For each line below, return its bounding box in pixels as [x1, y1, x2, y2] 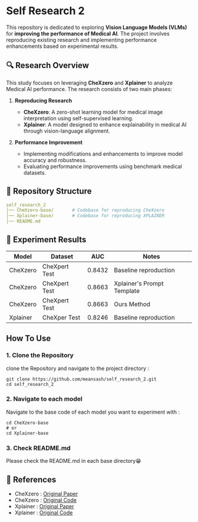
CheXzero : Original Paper [14, 490, 78, 497]
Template [114, 286, 140, 295]
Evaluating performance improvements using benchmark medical [23, 163, 183, 170]
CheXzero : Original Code [14, 496, 77, 504]
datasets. [23, 169, 46, 176]
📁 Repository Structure [6, 186, 92, 196]
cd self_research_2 [6, 381, 54, 387]
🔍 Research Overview [6, 60, 90, 70]
